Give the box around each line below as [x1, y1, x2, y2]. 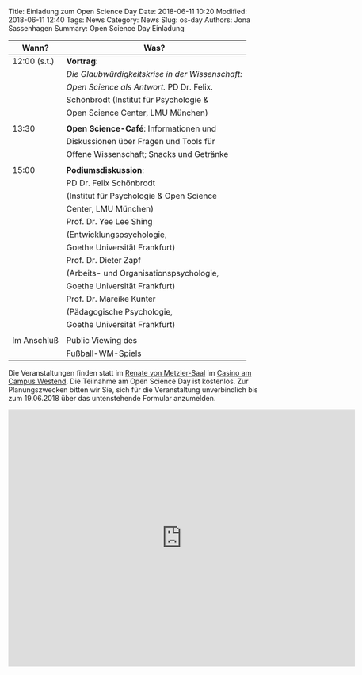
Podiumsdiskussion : [66, 165, 145, 175]
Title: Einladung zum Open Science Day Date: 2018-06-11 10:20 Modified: [8, 7, 248, 16]
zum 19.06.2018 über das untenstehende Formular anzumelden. [8, 394, 216, 402]
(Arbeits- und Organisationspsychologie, [66, 268, 219, 278]
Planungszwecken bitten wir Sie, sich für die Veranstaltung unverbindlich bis [8, 385, 258, 395]
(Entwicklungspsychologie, [66, 229, 167, 240]
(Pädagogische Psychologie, [66, 307, 173, 317]
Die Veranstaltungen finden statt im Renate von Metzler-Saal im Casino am [8, 368, 252, 377]
